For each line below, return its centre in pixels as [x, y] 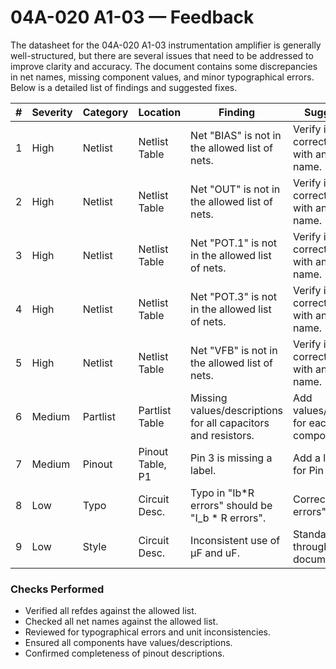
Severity [52, 112]
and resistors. [222, 435]
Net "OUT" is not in [235, 189]
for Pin [308, 470]
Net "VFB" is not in [234, 350]
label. [203, 470]
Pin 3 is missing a [231, 458]
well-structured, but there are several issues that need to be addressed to [162, 55]
